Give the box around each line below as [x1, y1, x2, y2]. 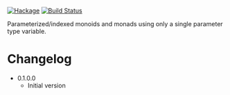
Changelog [7, 52, 72, 67]
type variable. [7, 28, 46, 35]
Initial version [27, 81, 66, 89]
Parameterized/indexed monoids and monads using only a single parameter [7, 20, 223, 28]
